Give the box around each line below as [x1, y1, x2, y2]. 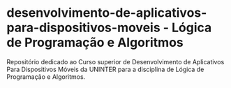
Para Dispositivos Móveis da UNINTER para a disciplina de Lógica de [6, 65, 204, 73]
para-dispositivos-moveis [6, 20, 161, 36]
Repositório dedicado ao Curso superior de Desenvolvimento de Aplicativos [6, 57, 225, 66]
